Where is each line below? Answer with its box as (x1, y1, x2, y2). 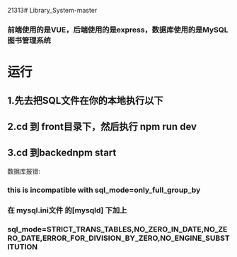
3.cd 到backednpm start (7, 147, 117, 159)
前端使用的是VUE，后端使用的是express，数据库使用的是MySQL (7, 25, 229, 35)
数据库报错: (7, 167, 41, 175)
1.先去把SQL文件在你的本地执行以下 (7, 95, 164, 107)
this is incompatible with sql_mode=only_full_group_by (7, 185, 201, 195)
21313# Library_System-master (7, 6, 98, 14)
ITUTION (7, 242, 38, 252)
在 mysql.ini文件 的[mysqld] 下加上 (7, 205, 127, 215)
